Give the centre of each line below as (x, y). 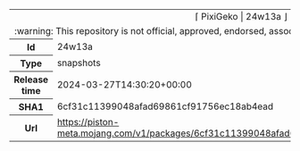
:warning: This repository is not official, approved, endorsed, (141, 31)
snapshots (79, 63)
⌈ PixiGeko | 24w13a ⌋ (241, 17)
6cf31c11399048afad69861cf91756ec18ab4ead (165, 106)
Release (31, 80)
